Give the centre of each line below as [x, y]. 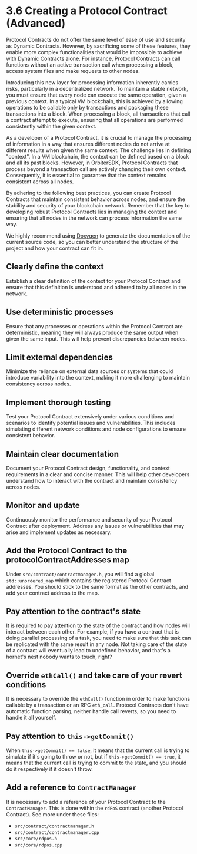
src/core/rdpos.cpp [39, 845]
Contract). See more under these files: [52, 814]
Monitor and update [43, 505]
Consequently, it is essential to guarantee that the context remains [86, 175]
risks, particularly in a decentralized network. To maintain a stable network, [97, 88]
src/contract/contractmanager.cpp [57, 832]
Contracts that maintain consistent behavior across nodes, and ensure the [96, 199]
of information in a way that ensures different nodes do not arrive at [88, 144]
